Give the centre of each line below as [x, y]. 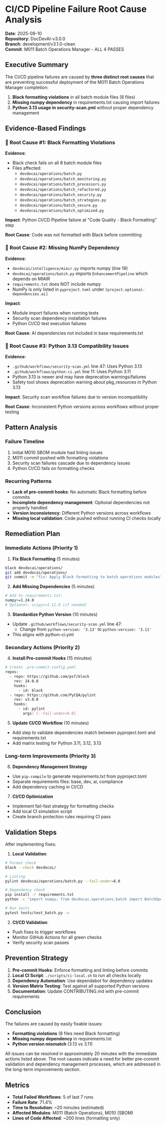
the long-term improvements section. [43, 1069]
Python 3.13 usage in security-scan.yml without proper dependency [83, 107]
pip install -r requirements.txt [40, 895]
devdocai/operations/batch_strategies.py [63, 200]
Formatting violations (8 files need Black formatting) [66, 1034]
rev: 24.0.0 [26, 681]
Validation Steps [31, 832]
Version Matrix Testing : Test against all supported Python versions [81, 986]
